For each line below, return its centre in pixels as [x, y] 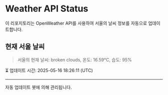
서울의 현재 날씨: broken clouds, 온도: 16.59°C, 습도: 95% [75, 59]
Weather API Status [47, 9]
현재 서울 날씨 [25, 47]
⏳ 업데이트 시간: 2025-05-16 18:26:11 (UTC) [49, 70]
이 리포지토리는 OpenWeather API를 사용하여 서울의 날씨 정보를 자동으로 [76, 23]
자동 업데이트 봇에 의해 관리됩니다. [38, 87]
